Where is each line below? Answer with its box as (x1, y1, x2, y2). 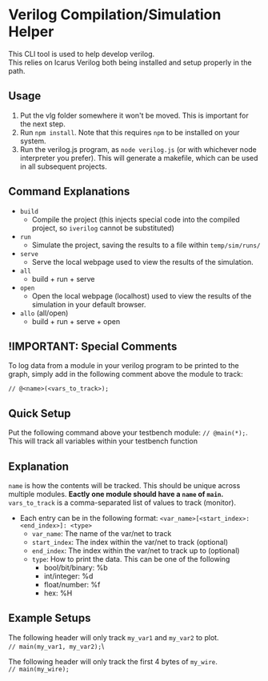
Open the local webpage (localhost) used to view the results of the (31, 290, 252, 301)
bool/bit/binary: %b (43, 563, 108, 572)
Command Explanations (8, 185, 130, 198)
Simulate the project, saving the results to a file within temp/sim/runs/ (31, 240, 261, 250)
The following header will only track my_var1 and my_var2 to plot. (8, 632, 219, 642)
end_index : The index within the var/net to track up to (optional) (31, 546, 240, 555)
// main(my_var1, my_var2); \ (8, 641, 105, 651)
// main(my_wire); (8, 665, 70, 673)
